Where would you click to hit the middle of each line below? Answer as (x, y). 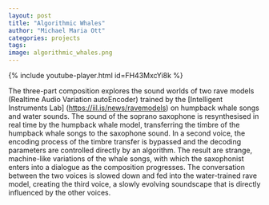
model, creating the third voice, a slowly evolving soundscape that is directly (134, 184)
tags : (17, 45)
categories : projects (44, 38)
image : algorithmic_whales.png (60, 53)
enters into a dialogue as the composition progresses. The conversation (127, 167)
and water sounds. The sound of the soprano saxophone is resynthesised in (134, 116)
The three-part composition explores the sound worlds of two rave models (131, 91)
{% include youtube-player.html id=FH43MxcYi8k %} (96, 75)
